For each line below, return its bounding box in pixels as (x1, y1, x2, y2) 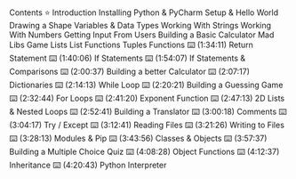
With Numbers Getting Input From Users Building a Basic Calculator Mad (9, 29, 275, 40)
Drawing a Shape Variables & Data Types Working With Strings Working (9, 20, 272, 30)
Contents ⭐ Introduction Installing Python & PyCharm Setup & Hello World (9, 7, 279, 18)
